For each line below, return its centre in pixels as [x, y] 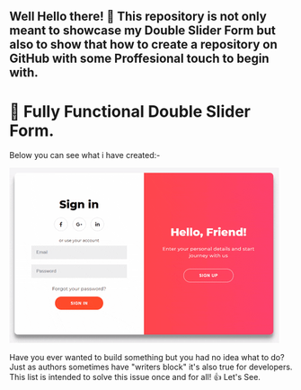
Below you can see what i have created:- [85, 155]
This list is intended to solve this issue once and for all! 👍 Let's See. [135, 377]
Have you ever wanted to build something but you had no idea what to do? [147, 358]
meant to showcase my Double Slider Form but [142, 31]
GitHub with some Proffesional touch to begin [139, 59]
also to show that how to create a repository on [143, 44]
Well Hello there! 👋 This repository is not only [138, 17]
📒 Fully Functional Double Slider [130, 111]
